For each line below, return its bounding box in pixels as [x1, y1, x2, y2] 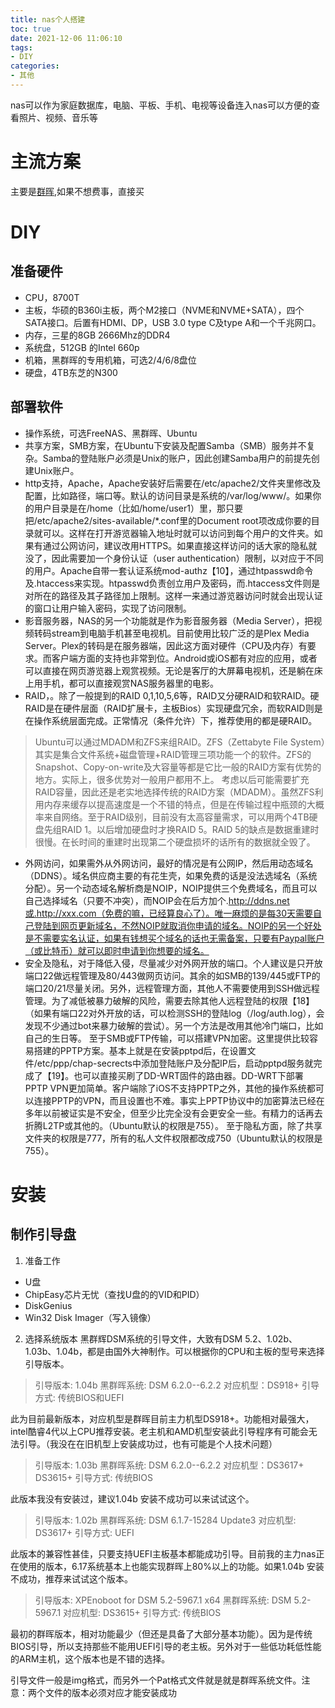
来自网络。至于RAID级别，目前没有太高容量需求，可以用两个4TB [43, 811, 310, 823]
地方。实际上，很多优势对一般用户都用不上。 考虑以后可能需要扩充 [34, 773, 310, 785]
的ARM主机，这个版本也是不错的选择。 [10, 1652, 171, 1665]
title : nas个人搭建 [10, 14, 86, 25]
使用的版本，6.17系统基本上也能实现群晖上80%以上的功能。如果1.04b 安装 [18, 1560, 325, 1572]
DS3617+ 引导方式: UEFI [34, 1526, 135, 1538]
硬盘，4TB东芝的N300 [24, 366, 118, 378]
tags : [10, 42, 33, 53]
